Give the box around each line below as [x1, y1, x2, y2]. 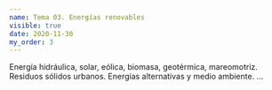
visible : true [9, 21, 62, 30]
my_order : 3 [9, 37, 53, 47]
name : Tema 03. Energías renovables [9, 12, 145, 22]
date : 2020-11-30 [9, 29, 74, 38]
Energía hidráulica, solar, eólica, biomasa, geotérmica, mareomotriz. [9, 62, 258, 72]
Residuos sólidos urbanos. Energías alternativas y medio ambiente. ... [9, 71, 264, 82]
